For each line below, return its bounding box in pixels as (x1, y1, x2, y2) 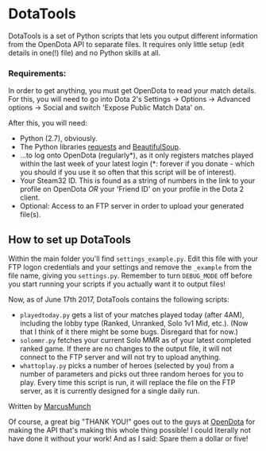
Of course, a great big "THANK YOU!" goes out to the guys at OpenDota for (8, 417, 256, 426)
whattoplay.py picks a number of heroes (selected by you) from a (19, 361, 234, 371)
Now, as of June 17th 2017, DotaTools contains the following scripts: (8, 295, 230, 305)
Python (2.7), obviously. (19, 134, 98, 143)
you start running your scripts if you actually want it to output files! (8, 279, 226, 289)
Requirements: (8, 68, 67, 79)
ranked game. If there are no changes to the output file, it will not (19, 344, 233, 354)
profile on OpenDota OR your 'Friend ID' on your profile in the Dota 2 (19, 185, 245, 194)
